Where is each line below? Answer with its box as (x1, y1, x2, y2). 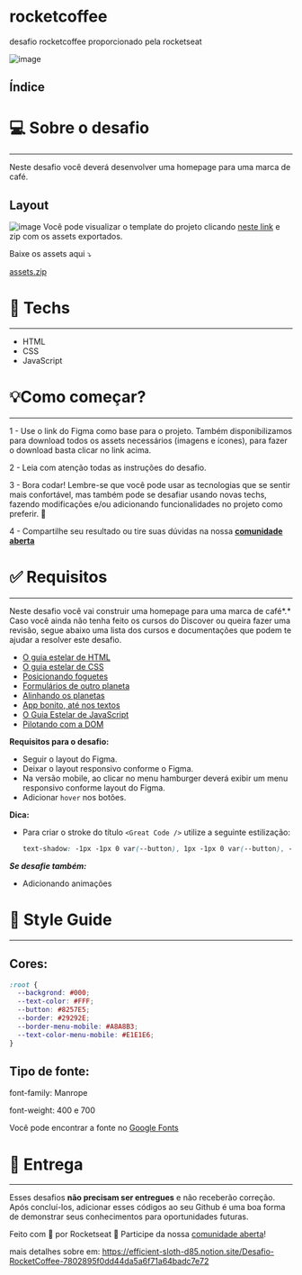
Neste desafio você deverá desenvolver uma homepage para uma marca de (9, 162, 291, 173)
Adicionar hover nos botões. (22, 791, 127, 802)
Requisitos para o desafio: (9, 736, 110, 746)
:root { (9, 980, 39, 990)
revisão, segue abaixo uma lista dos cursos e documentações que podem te (9, 624, 292, 636)
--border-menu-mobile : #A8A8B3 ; (17, 1022, 139, 1031)
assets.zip (9, 267, 48, 277)
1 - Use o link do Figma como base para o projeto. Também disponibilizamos (9, 425, 292, 436)
